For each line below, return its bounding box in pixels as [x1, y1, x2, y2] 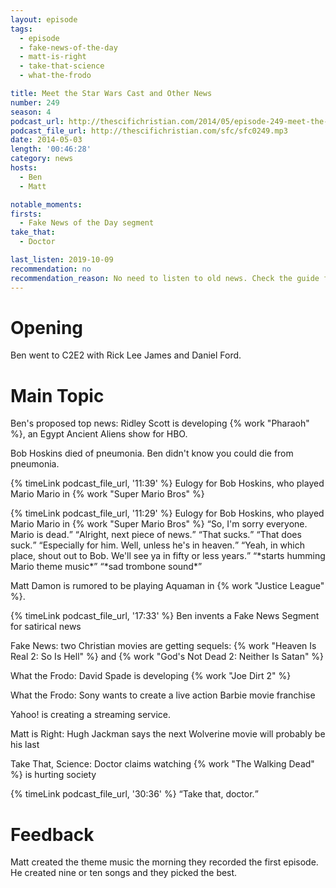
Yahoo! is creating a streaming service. [10, 709, 171, 721]
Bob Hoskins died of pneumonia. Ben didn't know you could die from [10, 447, 294, 460]
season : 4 [10, 107, 52, 117]
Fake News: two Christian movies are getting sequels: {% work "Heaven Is [10, 640, 317, 652]
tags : [10, 24, 33, 34]
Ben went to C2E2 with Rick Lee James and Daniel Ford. [10, 349, 242, 361]
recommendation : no [10, 264, 92, 274]
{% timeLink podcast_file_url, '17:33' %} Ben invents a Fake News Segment [10, 610, 320, 622]
